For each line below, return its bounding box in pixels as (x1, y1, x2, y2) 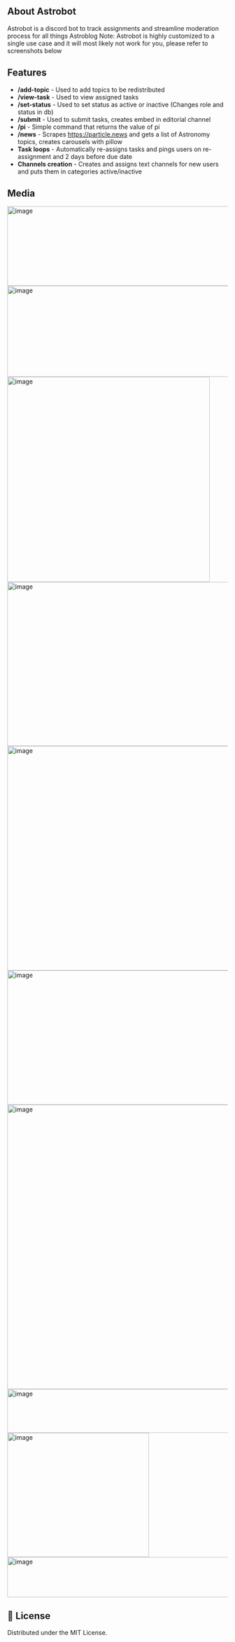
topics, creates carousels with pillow (17, 137, 123, 146)
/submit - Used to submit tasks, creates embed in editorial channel (17, 115, 211, 123)
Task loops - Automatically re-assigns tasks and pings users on (17, 145, 201, 153)
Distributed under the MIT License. (7, 1629, 108, 1637)
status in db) (17, 108, 54, 116)
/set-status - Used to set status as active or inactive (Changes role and (17, 100, 224, 108)
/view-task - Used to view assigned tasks (17, 92, 138, 101)
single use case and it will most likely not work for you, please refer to (7, 38, 208, 48)
